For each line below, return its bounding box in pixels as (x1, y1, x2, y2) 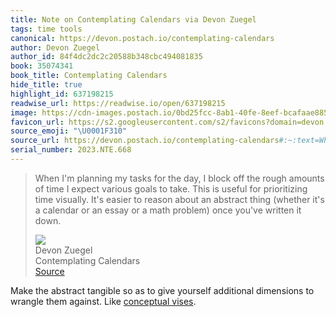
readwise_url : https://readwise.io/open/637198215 (10, 98, 226, 108)
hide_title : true (10, 80, 83, 90)
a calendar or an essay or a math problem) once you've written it (34, 204, 302, 216)
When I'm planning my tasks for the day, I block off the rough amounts (34, 172, 325, 184)
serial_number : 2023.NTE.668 (10, 145, 132, 155)
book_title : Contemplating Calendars (10, 71, 168, 81)
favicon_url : (10, 117, 65, 127)
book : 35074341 (10, 61, 74, 71)
